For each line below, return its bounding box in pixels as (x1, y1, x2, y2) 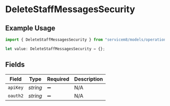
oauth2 (8, 93, 24, 98)
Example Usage (5, 24, 56, 32)
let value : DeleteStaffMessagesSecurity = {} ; (5, 46, 105, 51)
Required (47, 75, 70, 82)
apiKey (8, 85, 24, 90)
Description (74, 75, 103, 82)
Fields (5, 60, 25, 69)
